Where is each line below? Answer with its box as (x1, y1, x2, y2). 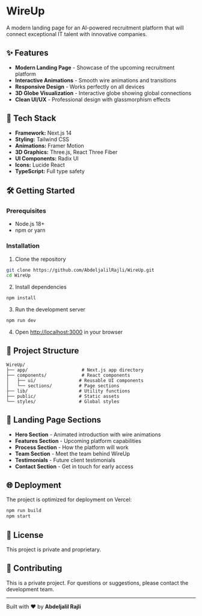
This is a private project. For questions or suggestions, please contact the (6, 579, 189, 587)
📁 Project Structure (6, 346, 79, 356)
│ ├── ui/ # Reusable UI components (6, 377, 144, 383)
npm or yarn (14, 227, 46, 234)
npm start (6, 513, 31, 519)
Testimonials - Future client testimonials (14, 456, 115, 463)
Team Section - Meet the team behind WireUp (14, 450, 130, 457)
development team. (6, 585, 54, 593)
